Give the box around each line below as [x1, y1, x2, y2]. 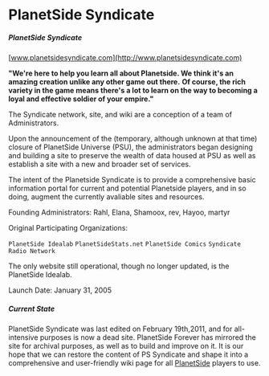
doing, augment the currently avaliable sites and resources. [8, 192, 205, 202]
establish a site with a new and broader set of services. [8, 159, 191, 170]
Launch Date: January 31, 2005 [8, 285, 112, 295]
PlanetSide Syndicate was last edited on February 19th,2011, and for [8, 324, 233, 334]
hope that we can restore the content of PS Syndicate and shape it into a [8, 349, 249, 359]
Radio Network [8, 247, 56, 255]
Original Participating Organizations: [8, 223, 128, 233]
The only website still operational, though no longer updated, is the [8, 261, 230, 271]
